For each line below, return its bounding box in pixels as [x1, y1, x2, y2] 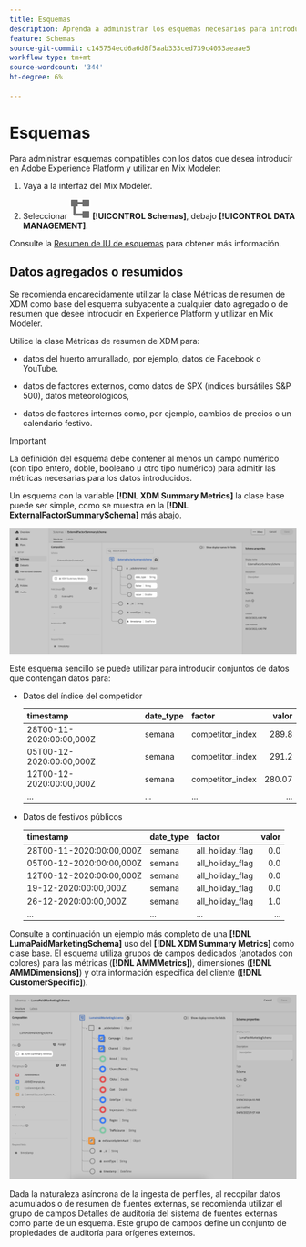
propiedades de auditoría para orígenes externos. [9, 1227, 196, 1238]
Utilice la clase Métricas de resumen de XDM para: [9, 335, 200, 346]
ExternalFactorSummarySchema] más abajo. [9, 509, 182, 520]
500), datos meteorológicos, [22, 390, 129, 401]
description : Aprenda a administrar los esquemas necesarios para [9, 24, 267, 34]
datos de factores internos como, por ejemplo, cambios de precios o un [22, 407, 291, 419]
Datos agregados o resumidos [9, 265, 184, 280]
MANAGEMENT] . [22, 220, 88, 231]
